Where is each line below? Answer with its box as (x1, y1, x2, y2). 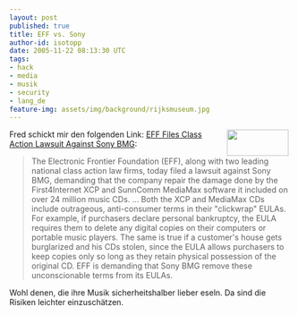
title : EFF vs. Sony (9, 30, 87, 38)
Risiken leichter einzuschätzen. (9, 297, 123, 308)
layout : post (9, 13, 58, 22)
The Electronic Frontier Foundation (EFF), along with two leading (30, 156, 269, 166)
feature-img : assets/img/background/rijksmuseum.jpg (9, 105, 210, 114)
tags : (9, 55, 30, 64)
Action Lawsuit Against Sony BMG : (9, 139, 138, 149)
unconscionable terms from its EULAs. (30, 270, 173, 281)
